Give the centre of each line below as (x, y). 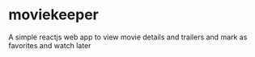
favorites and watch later (50, 45)
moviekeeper (53, 15)
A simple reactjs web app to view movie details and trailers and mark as (128, 37)
